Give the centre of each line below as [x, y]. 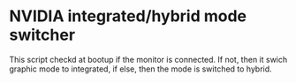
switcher [42, 35]
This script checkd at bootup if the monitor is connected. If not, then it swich [148, 59]
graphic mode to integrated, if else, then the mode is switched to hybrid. [140, 69]
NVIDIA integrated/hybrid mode [128, 16]
